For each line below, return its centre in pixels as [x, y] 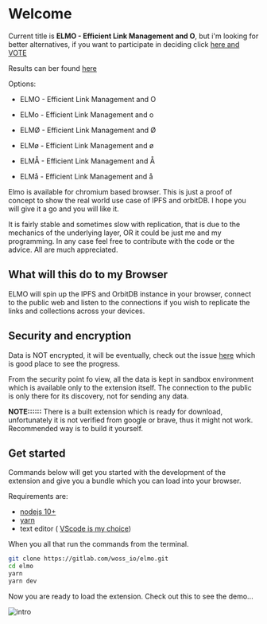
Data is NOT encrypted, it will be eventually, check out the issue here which [132, 355]
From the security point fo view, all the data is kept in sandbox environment [131, 379]
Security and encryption [70, 336]
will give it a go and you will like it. [64, 209]
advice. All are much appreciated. [63, 249]
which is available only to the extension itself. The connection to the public [130, 387]
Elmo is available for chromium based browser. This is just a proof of [120, 191]
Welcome [40, 14]
